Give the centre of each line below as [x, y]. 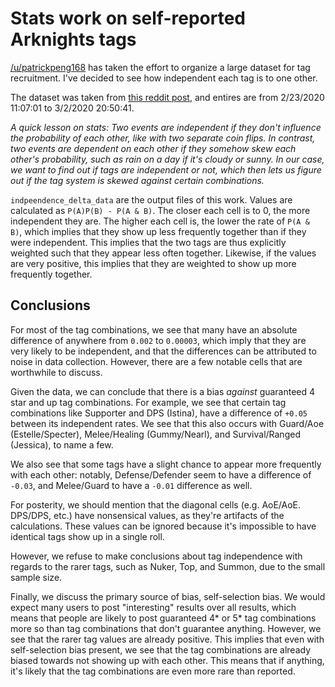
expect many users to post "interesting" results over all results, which [153, 607]
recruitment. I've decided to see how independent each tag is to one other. [164, 78]
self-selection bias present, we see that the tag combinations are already [160, 649]
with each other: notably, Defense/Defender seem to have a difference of [161, 474]
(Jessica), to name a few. [62, 444]
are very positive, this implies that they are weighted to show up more [153, 263]
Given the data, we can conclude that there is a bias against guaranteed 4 [163, 391]
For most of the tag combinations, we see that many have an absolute [154, 329]
